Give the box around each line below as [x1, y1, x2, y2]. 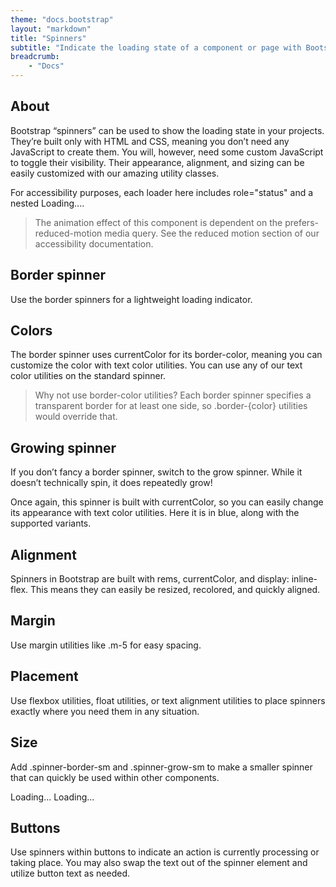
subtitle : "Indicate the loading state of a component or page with [10, 42, 302, 53]
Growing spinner [10, 439, 117, 456]
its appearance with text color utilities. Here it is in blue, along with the [10, 507, 300, 519]
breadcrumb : [10, 52, 60, 62]
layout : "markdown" [10, 24, 92, 34]
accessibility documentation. [34, 237, 154, 250]
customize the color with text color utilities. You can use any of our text [10, 359, 303, 371]
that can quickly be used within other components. [10, 771, 220, 783]
